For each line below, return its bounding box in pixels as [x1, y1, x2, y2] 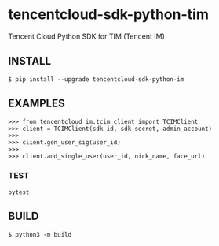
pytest [8, 188, 30, 196]
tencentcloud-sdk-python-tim [8, 6, 210, 24]
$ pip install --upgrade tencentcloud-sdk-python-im [8, 75, 184, 84]
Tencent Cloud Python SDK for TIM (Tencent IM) [8, 32, 165, 41]
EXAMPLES [8, 97, 65, 110]
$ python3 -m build [8, 230, 72, 238]
